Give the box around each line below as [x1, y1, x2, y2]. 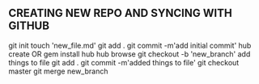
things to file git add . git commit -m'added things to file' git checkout [8, 57, 240, 67]
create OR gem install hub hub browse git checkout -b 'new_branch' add [8, 48, 251, 59]
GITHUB [8, 19, 50, 33]
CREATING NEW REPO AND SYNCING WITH [8, 6, 232, 20]
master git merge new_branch [8, 66, 108, 76]
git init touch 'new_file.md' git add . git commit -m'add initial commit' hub [8, 40, 252, 50]
